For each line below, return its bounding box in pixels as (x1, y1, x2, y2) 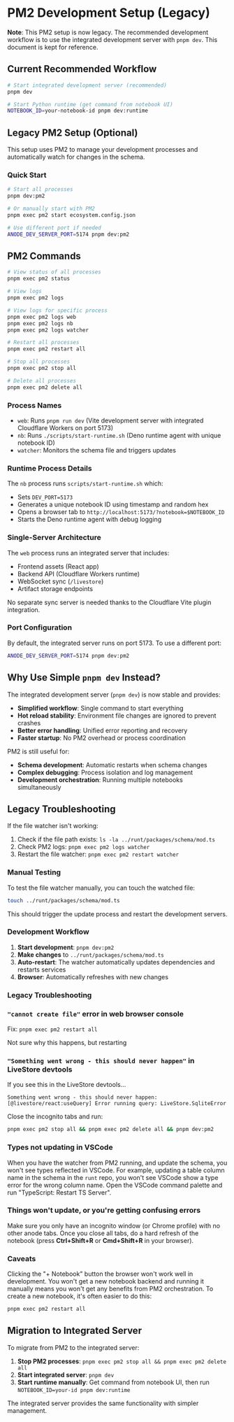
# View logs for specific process (7, 306, 108, 314)
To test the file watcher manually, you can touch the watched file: (7, 883, 196, 892)
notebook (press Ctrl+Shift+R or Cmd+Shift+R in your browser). (7, 1236, 194, 1244)
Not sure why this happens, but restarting (7, 1039, 127, 1047)
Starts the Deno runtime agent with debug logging (17, 516, 162, 524)
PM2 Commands (7, 250, 82, 262)
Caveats (7, 1253, 36, 1263)
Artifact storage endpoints (17, 584, 93, 592)
